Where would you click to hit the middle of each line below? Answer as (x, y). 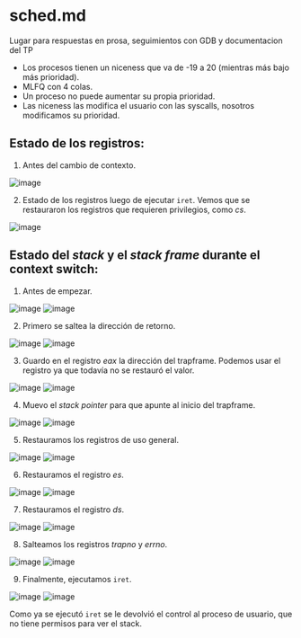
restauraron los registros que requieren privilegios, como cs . (134, 209)
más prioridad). (50, 76)
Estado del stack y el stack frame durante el (135, 256)
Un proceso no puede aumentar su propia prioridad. (119, 96)
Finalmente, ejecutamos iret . (77, 579)
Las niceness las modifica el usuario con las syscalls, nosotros (138, 105)
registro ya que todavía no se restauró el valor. (108, 370)
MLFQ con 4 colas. (57, 86)
